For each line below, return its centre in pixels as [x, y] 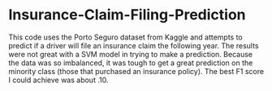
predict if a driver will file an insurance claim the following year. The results [134, 45]
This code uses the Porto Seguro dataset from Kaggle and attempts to [126, 37]
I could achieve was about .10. [58, 80]
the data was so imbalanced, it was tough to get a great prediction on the [131, 63]
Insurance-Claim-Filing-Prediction [127, 15]
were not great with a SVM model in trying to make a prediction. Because [131, 54]
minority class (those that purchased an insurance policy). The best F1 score [136, 71]
